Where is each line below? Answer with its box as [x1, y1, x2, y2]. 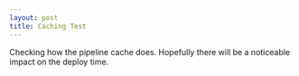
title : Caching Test [9, 22, 88, 31]
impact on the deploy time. [9, 56, 109, 67]
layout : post [9, 13, 59, 23]
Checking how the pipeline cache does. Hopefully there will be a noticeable [9, 46, 291, 57]
